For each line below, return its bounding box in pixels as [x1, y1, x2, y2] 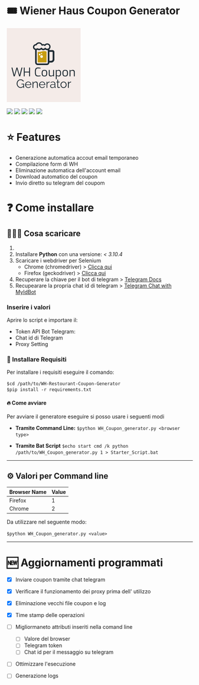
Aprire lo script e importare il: [6, 316, 78, 324]
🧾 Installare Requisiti [6, 356, 67, 364]
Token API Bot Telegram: [15, 328, 76, 335]
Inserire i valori [6, 303, 51, 311]
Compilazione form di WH [15, 160, 79, 167]
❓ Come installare [6, 201, 94, 215]
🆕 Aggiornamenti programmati [6, 556, 163, 570]
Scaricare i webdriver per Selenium [15, 257, 102, 264]
